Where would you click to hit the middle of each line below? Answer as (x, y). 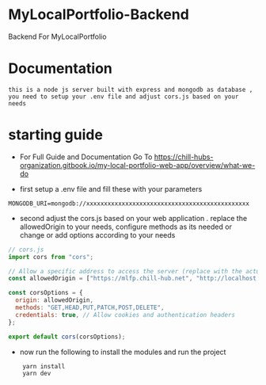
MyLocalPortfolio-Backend (99, 15)
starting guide (55, 135)
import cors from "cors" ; (51, 257)
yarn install (44, 366)
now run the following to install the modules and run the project (123, 352)
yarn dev (37, 373)
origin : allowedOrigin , (54, 300)
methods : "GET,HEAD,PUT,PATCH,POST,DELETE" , (90, 308)
